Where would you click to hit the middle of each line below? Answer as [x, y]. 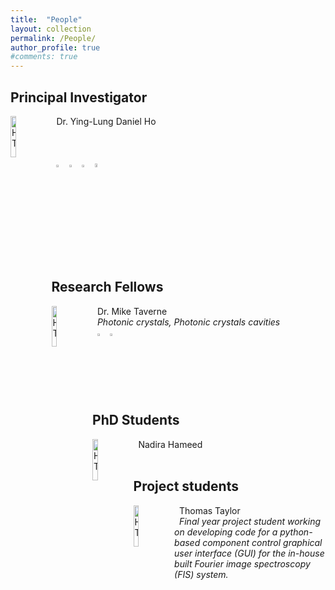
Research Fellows [107, 287]
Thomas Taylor [209, 510]
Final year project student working [250, 521]
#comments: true [44, 57]
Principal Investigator [79, 97]
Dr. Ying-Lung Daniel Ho [106, 121]
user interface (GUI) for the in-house [249, 553]
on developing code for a [226, 532]
